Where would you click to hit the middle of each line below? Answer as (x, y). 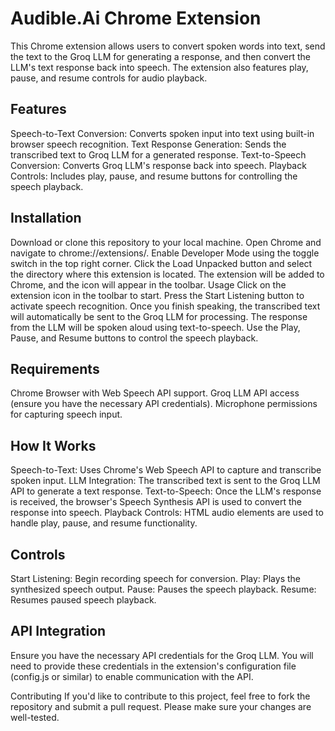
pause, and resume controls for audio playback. (109, 78)
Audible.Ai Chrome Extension (136, 18)
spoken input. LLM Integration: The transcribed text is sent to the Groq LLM (165, 481)
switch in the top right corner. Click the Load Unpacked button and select (161, 263)
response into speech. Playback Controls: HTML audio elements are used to (167, 513)
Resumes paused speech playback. (83, 600)
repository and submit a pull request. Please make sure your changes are (161, 706)
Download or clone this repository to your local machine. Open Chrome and (166, 242)
